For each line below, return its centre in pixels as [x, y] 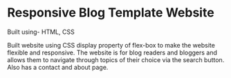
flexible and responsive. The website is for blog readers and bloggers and [112, 52]
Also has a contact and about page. [58, 67]
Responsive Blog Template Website [111, 13]
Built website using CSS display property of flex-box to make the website [111, 45]
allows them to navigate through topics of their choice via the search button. [116, 59]
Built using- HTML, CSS [41, 32]
